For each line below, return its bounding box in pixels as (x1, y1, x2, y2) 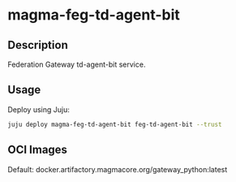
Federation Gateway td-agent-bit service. (7, 59, 146, 69)
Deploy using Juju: (7, 104, 70, 115)
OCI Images (7, 143, 68, 157)
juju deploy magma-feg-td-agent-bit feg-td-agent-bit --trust (7, 120, 222, 128)
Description (7, 38, 68, 52)
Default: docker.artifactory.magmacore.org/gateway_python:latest (7, 164, 228, 174)
